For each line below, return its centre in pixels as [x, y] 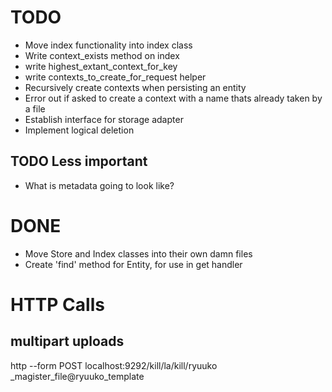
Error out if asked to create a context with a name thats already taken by [173, 98]
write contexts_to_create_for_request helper [115, 77]
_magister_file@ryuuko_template [77, 376]
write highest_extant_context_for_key [101, 66]
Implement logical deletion [79, 130]
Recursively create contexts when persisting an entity [135, 87]
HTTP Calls [57, 304]
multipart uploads [67, 341]
